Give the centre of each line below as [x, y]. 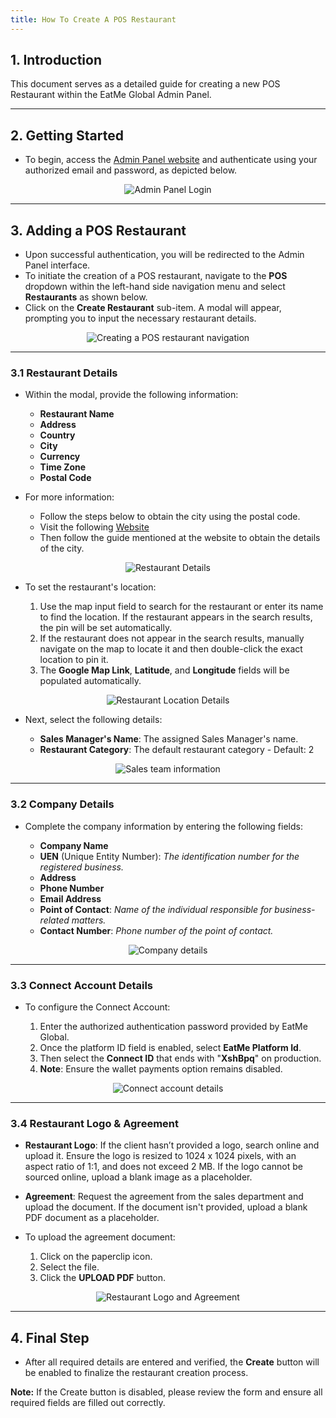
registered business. [81, 867]
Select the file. [69, 1267]
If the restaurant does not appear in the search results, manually [172, 638]
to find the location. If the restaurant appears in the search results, [176, 617]
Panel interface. [57, 265]
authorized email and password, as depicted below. [131, 170]
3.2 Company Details [62, 804]
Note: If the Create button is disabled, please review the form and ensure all [166, 1392]
